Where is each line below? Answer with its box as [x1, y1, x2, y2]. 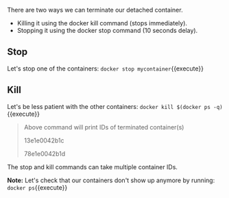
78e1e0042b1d [23, 149, 66, 158]
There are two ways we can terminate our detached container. [7, 6, 183, 14]
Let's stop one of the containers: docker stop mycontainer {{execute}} [7, 64, 204, 73]
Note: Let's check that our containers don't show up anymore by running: [7, 176, 215, 184]
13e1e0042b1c [23, 136, 64, 145]
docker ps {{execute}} [7, 183, 68, 191]
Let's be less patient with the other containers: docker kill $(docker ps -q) [7, 102, 223, 110]
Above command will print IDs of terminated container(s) [23, 123, 184, 131]
